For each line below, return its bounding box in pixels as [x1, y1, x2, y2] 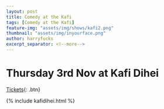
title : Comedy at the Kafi [6, 14, 72, 20]
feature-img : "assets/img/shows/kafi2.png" [6, 25, 114, 31]
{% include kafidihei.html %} [6, 97, 75, 104]
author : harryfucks [6, 36, 54, 42]
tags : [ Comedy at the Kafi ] [6, 19, 75, 25]
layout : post [6, 8, 38, 15]
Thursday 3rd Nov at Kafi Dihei [6, 67, 159, 80]
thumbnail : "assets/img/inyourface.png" [6, 30, 107, 36]
